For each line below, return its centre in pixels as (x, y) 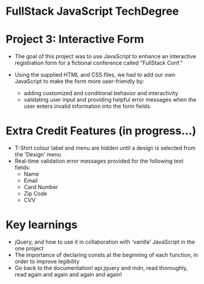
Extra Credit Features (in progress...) (101, 131)
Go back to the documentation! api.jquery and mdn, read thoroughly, (101, 268)
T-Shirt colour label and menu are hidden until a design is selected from (105, 148)
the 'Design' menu (38, 155)
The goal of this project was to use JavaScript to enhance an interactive (105, 56)
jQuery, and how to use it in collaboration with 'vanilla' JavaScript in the (105, 242)
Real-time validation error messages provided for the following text (99, 161)
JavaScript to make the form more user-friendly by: (79, 82)
